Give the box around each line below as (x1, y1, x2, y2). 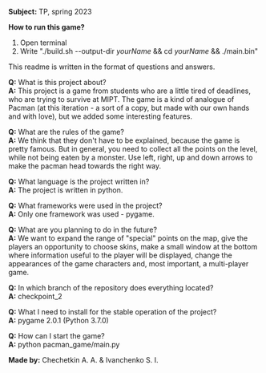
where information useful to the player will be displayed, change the (8, 250, 232, 260)
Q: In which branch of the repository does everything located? (8, 283, 214, 292)
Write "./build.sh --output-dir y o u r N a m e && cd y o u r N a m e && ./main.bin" (19, 47, 259, 55)
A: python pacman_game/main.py (8, 340, 120, 349)
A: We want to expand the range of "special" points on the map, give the (8, 233, 248, 243)
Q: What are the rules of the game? (8, 128, 124, 136)
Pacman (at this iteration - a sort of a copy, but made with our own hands (8, 103, 250, 112)
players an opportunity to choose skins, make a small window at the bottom (8, 242, 258, 251)
